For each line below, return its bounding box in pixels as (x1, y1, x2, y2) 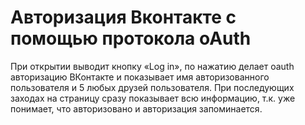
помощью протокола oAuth (10, 27, 252, 50)
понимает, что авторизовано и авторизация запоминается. (10, 102, 263, 115)
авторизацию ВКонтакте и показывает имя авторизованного (10, 71, 270, 83)
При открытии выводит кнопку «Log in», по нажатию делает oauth (10, 60, 295, 72)
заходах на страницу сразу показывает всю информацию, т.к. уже (10, 92, 296, 104)
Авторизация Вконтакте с (10, 6, 237, 29)
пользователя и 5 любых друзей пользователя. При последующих (10, 81, 295, 93)
